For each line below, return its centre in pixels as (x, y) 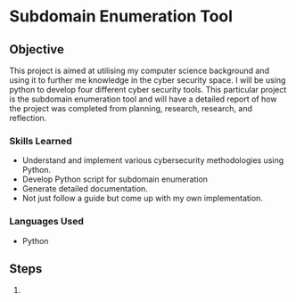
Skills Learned (41, 141)
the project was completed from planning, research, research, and (131, 108)
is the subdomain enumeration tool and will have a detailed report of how (143, 99)
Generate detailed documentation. (85, 189)
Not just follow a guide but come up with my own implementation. (142, 199)
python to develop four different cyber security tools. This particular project (148, 90)
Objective (37, 49)
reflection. (28, 118)
